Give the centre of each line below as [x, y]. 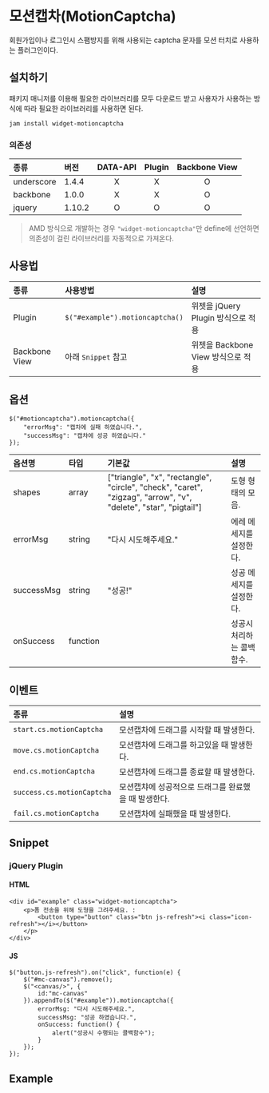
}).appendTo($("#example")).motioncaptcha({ [99, 1001]
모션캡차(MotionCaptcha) [93, 16]
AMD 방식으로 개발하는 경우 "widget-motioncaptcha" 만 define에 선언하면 [144, 229]
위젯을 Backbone [222, 344]
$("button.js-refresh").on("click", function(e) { [95, 973]
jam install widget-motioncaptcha [67, 123]
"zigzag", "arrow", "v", [150, 497]
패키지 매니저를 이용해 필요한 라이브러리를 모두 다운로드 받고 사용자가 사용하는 [131, 98]
